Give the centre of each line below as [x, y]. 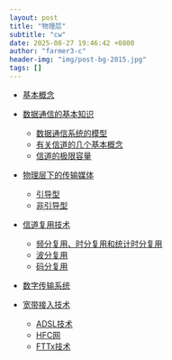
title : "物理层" [38, 26]
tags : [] [26, 69]
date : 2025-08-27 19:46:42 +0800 [72, 43]
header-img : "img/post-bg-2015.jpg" [78, 60]
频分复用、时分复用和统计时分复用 [99, 244]
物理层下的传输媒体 [58, 175]
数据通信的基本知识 [58, 114]
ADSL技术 [54, 323]
